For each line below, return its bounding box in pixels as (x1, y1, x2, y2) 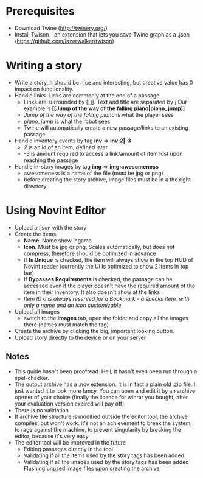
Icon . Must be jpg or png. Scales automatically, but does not (23, 243, 175, 250)
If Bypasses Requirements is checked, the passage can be (23, 275, 173, 283)
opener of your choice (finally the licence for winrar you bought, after (14, 393, 188, 401)
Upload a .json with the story (14, 223, 87, 231)
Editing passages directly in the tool (23, 445, 114, 452)
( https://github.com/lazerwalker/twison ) (14, 37, 115, 44)
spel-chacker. (14, 374, 49, 381)
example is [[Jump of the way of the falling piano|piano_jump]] (23, 105, 185, 112)
